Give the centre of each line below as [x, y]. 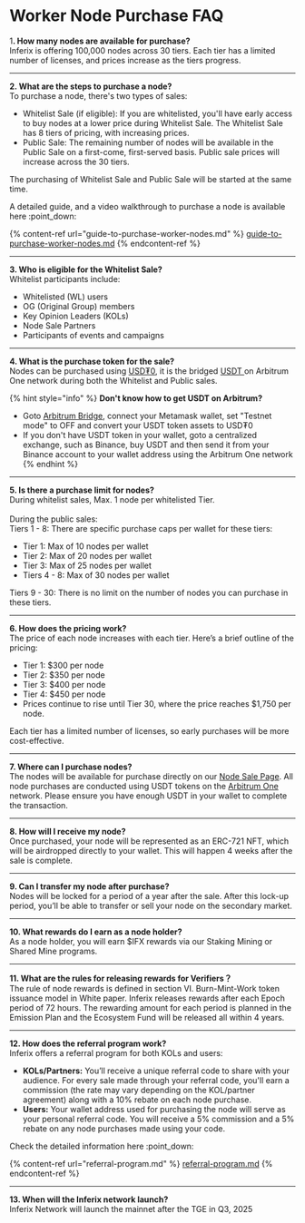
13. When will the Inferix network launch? [89, 1199]
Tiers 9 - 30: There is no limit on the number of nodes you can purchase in [149, 592]
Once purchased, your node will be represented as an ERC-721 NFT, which [149, 841]
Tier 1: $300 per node [63, 665]
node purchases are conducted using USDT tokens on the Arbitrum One [144, 786]
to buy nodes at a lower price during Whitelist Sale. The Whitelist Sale [152, 122]
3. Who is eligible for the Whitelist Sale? [86, 269]
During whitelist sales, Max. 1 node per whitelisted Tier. [112, 499]
